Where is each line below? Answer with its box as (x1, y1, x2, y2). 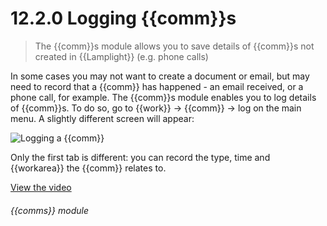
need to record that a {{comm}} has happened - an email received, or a (10, 80, 304, 92)
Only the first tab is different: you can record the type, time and (10, 151, 271, 163)
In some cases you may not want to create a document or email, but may (10, 70, 310, 82)
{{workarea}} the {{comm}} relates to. (10, 162, 167, 174)
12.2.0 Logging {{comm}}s (10, 7, 237, 30)
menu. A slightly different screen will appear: (10, 112, 195, 124)
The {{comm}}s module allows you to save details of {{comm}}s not (34, 40, 315, 52)
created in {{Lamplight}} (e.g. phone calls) (34, 50, 209, 62)
